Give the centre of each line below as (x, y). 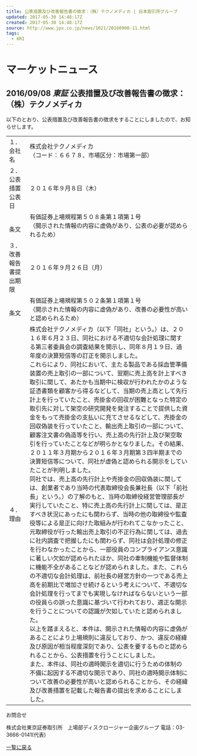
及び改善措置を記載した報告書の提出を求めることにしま (106, 691)
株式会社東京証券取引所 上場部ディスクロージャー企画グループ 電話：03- (96, 727)
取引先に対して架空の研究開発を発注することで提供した (106, 409)
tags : (13, 33)
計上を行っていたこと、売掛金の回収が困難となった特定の (108, 400)
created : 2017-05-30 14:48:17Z (44, 22)
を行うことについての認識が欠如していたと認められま (103, 611)
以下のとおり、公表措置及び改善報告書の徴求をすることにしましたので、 (93, 119)
